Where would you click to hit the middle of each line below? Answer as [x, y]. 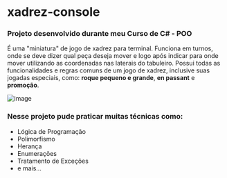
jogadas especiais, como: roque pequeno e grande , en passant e [101, 78]
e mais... [29, 168]
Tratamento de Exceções [53, 161]
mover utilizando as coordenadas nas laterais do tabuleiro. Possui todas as [114, 63]
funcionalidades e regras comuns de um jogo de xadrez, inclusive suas [108, 70]
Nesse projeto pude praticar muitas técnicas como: [95, 117]
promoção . [23, 85]
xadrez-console [54, 12]
